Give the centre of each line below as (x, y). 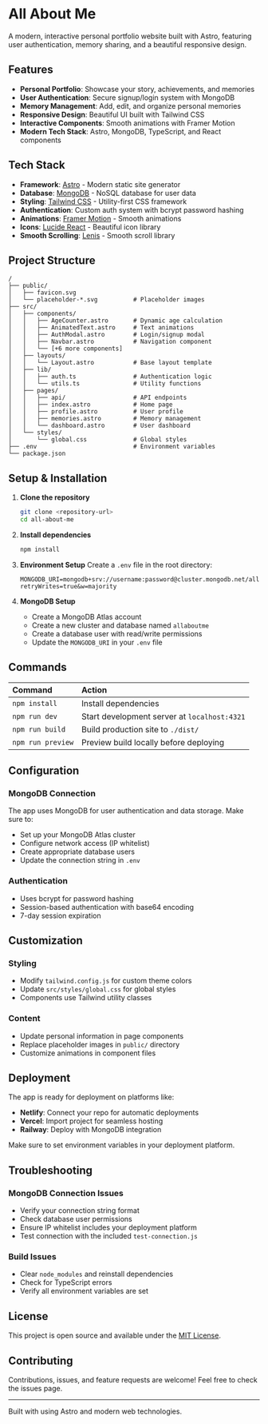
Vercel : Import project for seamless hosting (91, 1121)
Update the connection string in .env (80, 860)
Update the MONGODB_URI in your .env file (97, 642)
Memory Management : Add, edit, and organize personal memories (130, 106)
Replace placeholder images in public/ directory (100, 1044)
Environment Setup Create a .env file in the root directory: (116, 564)
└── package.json (37, 454)
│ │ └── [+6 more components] (66, 349)
